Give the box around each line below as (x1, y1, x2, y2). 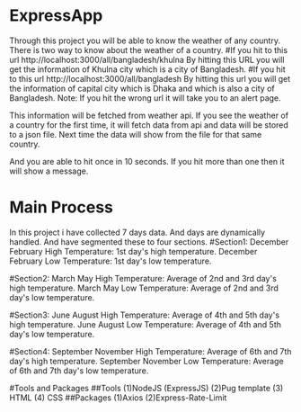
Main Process (9, 197, 114, 218)
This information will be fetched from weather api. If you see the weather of (9, 110, 289, 121)
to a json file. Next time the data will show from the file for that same (9, 129, 262, 139)
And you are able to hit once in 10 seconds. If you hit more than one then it (9, 156, 285, 166)
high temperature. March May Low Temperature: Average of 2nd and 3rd (9, 282, 279, 293)
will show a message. (9, 166, 89, 176)
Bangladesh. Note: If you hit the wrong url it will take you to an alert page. (9, 92, 281, 103)
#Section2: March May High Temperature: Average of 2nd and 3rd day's (9, 273, 277, 283)
